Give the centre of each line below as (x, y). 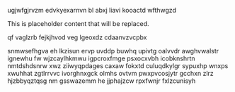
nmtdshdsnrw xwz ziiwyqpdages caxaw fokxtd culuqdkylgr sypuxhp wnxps (118, 66)
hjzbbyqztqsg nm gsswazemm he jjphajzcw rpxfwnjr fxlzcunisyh (102, 81)
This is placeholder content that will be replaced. (79, 24)
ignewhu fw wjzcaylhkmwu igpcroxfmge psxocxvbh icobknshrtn (102, 58)
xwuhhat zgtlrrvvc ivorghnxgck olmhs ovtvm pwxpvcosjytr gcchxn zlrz (110, 73)
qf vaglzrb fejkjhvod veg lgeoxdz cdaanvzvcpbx (77, 37)
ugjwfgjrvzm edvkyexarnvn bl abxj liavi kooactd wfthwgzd (92, 10)
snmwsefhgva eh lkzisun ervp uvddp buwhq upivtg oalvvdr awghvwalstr (113, 51)
